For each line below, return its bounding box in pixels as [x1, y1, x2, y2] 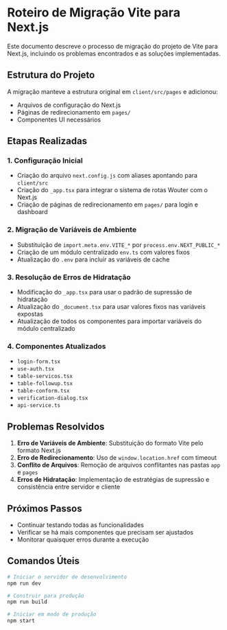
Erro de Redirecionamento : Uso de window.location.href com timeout [16, 454, 217, 462]
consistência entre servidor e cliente [16, 482, 121, 491]
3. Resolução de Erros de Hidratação [7, 272, 132, 282]
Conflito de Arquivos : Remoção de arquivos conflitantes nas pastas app [16, 461, 221, 469]
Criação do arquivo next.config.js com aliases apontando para [16, 172, 198, 180]
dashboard [16, 208, 48, 216]
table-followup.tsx [16, 380, 73, 387]
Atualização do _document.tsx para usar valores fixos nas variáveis [16, 303, 206, 311]
